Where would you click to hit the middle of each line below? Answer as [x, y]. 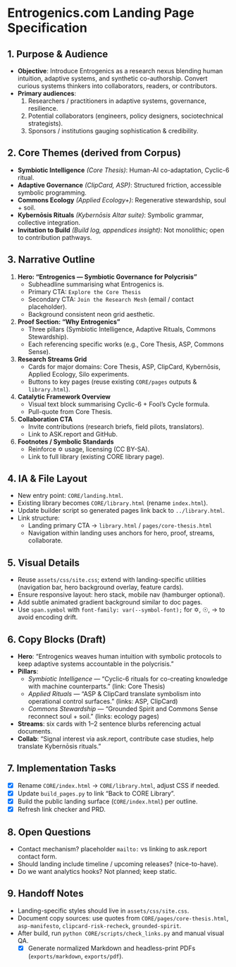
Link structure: [38, 518]
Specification [48, 28]
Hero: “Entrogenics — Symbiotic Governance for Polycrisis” [107, 276]
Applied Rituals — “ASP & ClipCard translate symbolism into [114, 694]
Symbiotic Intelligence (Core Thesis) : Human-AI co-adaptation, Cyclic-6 [123, 170]
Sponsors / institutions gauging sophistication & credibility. [113, 131]
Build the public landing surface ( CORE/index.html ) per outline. [107, 801]
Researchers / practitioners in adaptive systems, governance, [117, 101]
